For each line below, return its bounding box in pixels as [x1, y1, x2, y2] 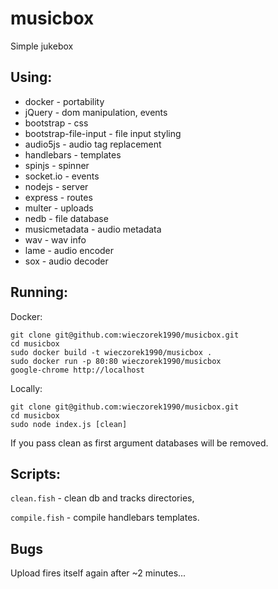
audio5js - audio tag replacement [24, 138, 162, 150]
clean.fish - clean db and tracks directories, [10, 492, 195, 504]
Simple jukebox [10, 40, 74, 52]
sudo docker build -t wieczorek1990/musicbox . [10, 347, 213, 357]
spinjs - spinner [24, 159, 90, 171]
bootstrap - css [24, 117, 89, 129]
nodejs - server [24, 180, 89, 192]
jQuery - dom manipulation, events [24, 106, 168, 118]
